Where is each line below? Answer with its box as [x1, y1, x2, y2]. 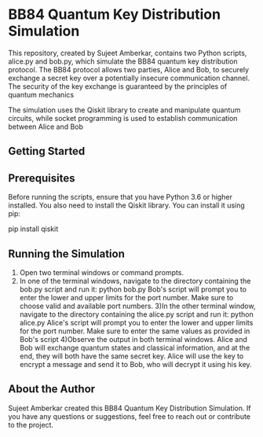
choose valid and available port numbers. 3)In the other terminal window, [19, 301, 256, 310]
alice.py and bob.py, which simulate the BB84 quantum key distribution [8, 57, 238, 66]
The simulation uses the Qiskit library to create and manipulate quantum [8, 105, 241, 115]
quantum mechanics [8, 90, 75, 99]
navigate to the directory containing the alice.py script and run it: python [19, 309, 254, 319]
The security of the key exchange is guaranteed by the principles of [8, 81, 228, 91]
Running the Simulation [8, 247, 126, 260]
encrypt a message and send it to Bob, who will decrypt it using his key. [19, 359, 253, 369]
